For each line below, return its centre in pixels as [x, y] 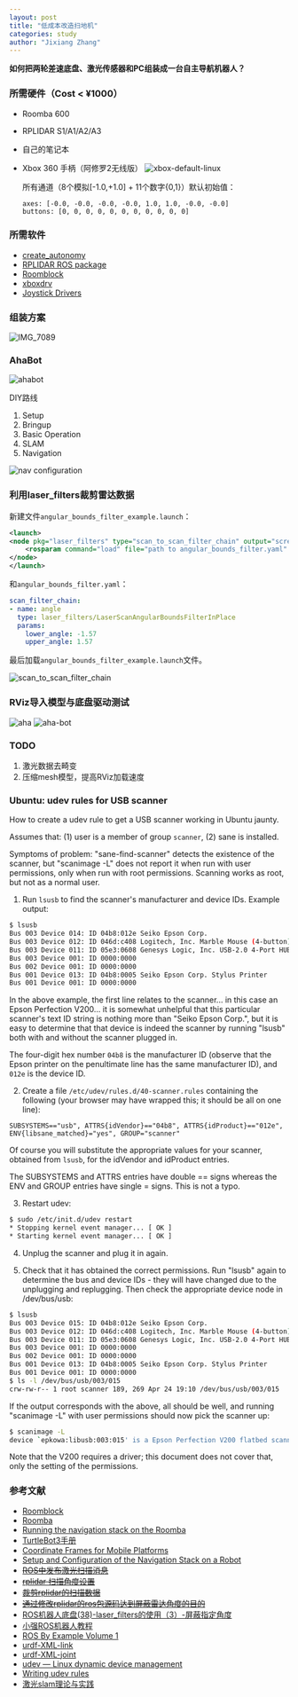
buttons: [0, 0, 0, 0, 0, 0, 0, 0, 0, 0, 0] [106, 211]
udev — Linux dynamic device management [102, 1663]
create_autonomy [54, 255]
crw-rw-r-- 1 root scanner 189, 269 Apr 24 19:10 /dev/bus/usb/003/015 [144, 1389]
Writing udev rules [55, 1673]
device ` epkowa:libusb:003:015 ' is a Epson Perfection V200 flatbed [138, 1440]
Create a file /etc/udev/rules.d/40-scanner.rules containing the [140, 1091]
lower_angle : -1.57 [61, 634]
